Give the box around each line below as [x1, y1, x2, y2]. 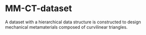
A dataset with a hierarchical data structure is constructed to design [5, 19, 141, 25]
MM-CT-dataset [5, 3, 72, 14]
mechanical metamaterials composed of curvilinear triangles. [5, 24, 128, 30]
